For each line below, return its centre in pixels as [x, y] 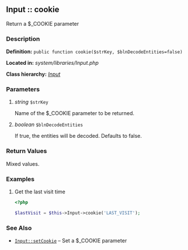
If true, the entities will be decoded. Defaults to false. [78, 136]
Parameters [23, 89]
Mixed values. [23, 164]
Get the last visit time [40, 192]
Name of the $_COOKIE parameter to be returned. [74, 113]
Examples [20, 179]
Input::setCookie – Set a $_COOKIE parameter [71, 241]
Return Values [27, 151]
